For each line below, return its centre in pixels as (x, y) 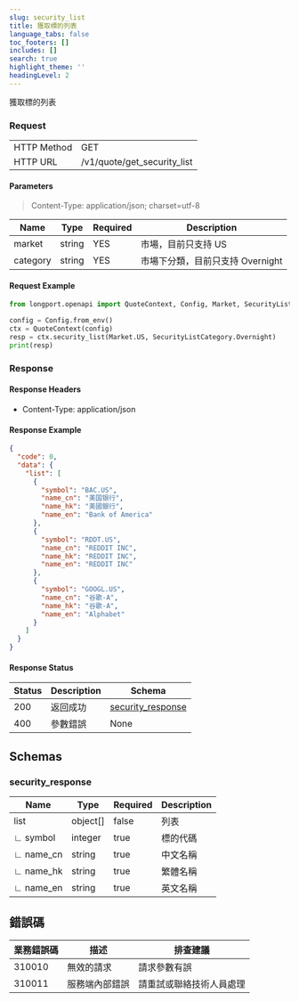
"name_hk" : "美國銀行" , (83, 507)
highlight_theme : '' (48, 68)
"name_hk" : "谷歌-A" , (80, 606)
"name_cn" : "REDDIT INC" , (89, 548)
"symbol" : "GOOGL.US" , (83, 590)
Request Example (42, 285)
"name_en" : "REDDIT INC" (87, 565)
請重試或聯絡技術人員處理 (192, 983)
